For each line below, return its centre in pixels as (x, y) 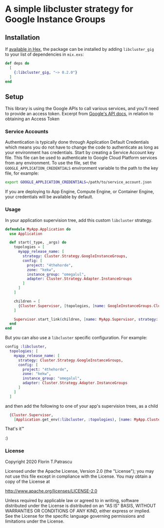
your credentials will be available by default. (49, 197)
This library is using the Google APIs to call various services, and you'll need (82, 109)
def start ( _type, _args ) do (38, 242)
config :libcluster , (26, 347)
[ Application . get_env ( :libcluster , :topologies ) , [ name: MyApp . (81, 419)
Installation (22, 37)
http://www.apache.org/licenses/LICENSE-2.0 (51, 491)
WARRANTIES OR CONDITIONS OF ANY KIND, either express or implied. (78, 511)
